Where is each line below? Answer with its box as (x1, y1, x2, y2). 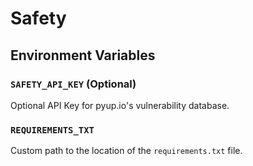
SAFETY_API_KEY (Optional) (10, 77, 137, 91)
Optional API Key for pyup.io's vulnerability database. (10, 99, 230, 111)
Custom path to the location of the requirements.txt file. (10, 145, 243, 157)
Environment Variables (10, 47, 156, 64)
